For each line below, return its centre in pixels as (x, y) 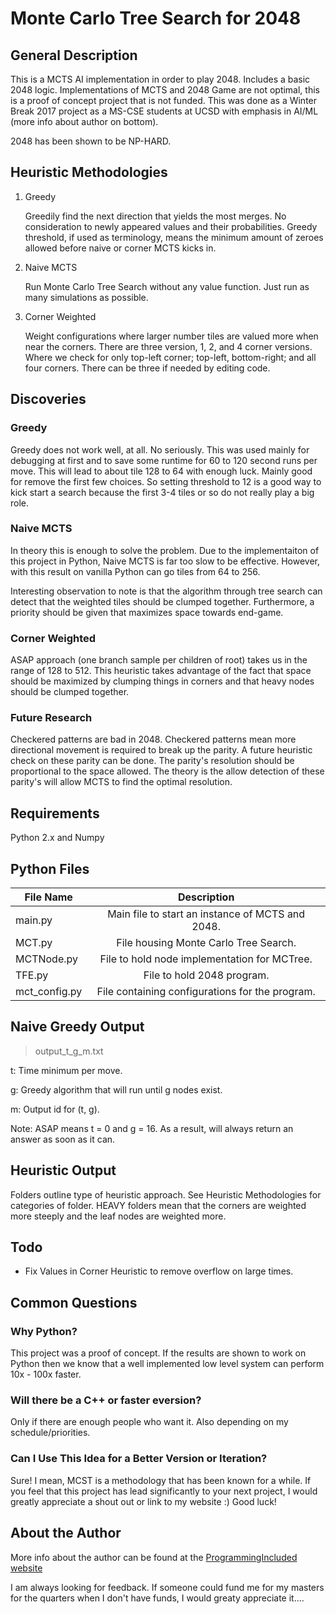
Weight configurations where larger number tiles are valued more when (171, 336)
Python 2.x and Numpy (57, 838)
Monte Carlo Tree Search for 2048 (156, 18)
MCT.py (34, 943)
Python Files (50, 868)
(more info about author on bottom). (84, 121)
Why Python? (44, 1331)
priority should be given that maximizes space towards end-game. (147, 612)
